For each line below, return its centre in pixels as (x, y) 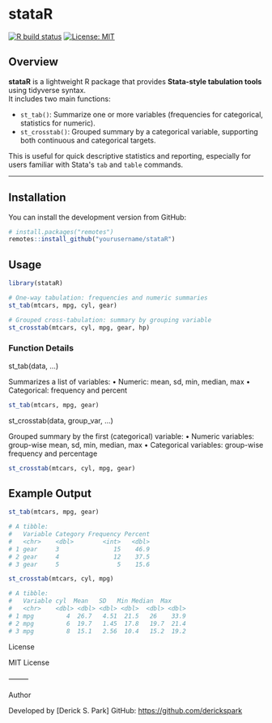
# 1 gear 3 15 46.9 (79, 549)
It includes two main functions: (59, 99)
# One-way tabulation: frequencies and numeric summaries (108, 298)
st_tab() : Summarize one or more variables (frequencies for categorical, (141, 114)
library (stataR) (36, 283)
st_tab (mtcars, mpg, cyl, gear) (63, 305)
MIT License (29, 662)
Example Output (50, 493)
